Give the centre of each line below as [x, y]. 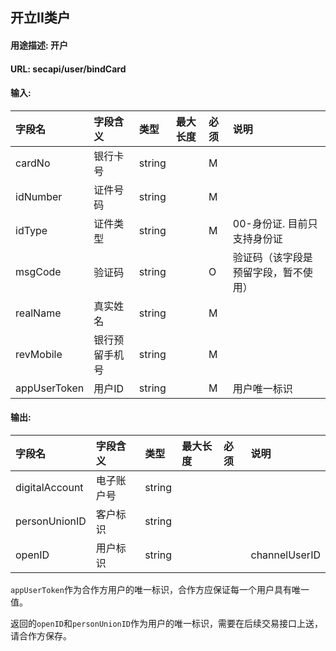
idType [31, 230]
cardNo [33, 163]
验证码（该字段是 [272, 257]
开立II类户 [40, 18]
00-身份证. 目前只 [275, 223]
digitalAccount [49, 487]
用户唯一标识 [262, 388]
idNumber [39, 196]
